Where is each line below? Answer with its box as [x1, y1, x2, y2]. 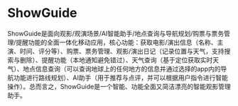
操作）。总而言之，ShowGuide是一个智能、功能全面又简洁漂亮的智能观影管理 [7, 82, 231, 90]
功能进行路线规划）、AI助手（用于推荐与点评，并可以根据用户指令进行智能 [13, 73, 229, 82]
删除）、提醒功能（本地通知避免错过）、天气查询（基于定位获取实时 [19, 55, 213, 64]
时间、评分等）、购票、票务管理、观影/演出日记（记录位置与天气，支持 [19, 47, 225, 55]
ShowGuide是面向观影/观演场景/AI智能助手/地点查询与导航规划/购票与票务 [7, 29, 225, 37]
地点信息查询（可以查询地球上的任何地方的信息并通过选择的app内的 [22, 64, 222, 73]
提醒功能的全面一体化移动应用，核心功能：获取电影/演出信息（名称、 [16, 37, 218, 47]
